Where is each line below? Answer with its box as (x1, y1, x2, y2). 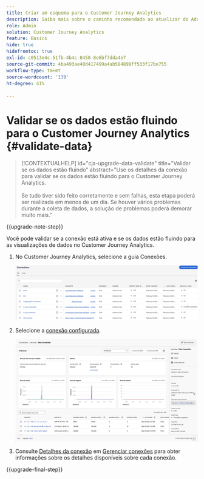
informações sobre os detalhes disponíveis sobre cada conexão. (15, 454, 177, 461)
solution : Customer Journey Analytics (6, 29, 104, 35)
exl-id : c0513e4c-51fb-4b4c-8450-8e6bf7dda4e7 (6, 55, 126, 61)
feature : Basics (6, 35, 47, 42)
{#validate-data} (6, 140, 93, 153)
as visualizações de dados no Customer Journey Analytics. (6, 241, 155, 249)
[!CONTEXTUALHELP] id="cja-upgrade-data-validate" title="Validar (21, 160, 191, 167)
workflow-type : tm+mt (6, 67, 61, 74)
